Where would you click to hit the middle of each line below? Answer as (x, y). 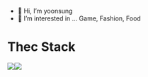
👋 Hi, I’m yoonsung (45, 11)
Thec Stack (41, 47)
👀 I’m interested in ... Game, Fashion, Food (79, 18)
